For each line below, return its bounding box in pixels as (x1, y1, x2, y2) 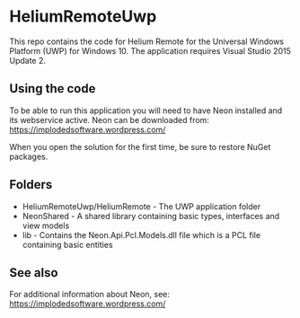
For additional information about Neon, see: (9, 289, 171, 300)
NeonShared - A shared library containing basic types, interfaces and (22, 210, 280, 221)
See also (9, 265, 58, 280)
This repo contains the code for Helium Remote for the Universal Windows (9, 36, 285, 47)
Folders (9, 177, 53, 192)
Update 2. (9, 55, 47, 66)
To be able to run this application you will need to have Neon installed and (9, 105, 283, 116)
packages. (9, 151, 49, 162)
